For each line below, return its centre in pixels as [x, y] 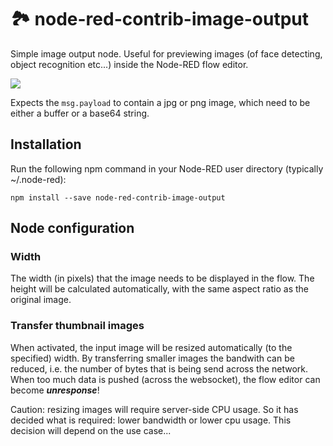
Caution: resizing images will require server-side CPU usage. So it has [154, 409]
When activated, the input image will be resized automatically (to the [151, 347]
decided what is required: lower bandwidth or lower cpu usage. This [151, 420]
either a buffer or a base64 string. [80, 113]
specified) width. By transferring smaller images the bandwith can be [152, 358]
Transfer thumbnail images [77, 326]
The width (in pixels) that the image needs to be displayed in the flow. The [162, 278]
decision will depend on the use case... [91, 430]
